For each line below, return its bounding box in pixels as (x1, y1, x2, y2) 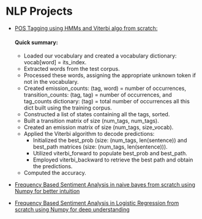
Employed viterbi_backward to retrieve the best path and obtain (32, 156, 193, 163)
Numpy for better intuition (14, 188, 80, 195)
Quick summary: (14, 39, 59, 46)
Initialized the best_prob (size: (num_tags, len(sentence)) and (32, 136, 187, 144)
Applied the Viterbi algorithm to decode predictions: (23, 130, 155, 138)
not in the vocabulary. (23, 78, 79, 86)
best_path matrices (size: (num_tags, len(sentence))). (32, 143, 168, 150)
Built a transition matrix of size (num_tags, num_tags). (23, 117, 160, 125)
